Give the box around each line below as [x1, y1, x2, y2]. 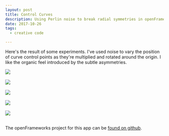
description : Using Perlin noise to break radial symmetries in [5, 16, 143, 21]
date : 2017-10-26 [5, 21, 42, 26]
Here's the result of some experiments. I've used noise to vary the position [5, 48, 160, 54]
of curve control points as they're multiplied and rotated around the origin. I [5, 54, 161, 60]
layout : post [5, 7, 33, 12]
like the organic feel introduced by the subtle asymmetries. [5, 59, 127, 65]
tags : [5, 26, 17, 31]
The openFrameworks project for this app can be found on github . [5, 125, 142, 130]
